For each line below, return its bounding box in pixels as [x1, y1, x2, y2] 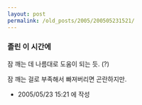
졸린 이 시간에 [7, 42, 52, 52]
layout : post [7, 10, 46, 18]
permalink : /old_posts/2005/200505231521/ [7, 17, 135, 24]
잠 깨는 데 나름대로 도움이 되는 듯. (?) [7, 59, 110, 68]
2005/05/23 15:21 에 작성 [17, 90, 90, 99]
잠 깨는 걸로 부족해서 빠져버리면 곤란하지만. [7, 74, 127, 83]
